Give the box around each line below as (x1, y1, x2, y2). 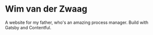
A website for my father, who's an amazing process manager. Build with (5, 19, 149, 25)
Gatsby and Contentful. (5, 24, 51, 30)
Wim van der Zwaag (5, 3, 87, 15)
